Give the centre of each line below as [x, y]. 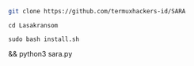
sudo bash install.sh [44, 39]
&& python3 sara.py [40, 53]
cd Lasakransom [33, 25]
